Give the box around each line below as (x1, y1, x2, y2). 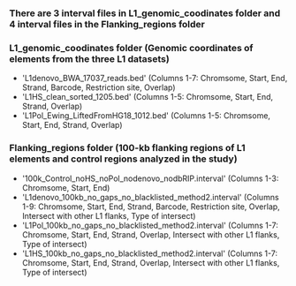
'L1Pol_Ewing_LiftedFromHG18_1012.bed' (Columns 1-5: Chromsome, (21, 110, 271, 121)
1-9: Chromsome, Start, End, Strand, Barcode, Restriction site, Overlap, (21, 201, 280, 212)
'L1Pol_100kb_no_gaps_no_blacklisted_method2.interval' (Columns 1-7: (21, 220, 278, 230)
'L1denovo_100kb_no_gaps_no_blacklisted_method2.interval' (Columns (21, 192, 280, 202)
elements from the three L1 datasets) (9, 52, 170, 64)
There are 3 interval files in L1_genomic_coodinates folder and (9, 7, 281, 19)
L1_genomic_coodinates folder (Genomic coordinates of (9, 41, 254, 54)
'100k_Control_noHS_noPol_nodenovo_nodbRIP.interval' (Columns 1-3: (21, 173, 279, 184)
